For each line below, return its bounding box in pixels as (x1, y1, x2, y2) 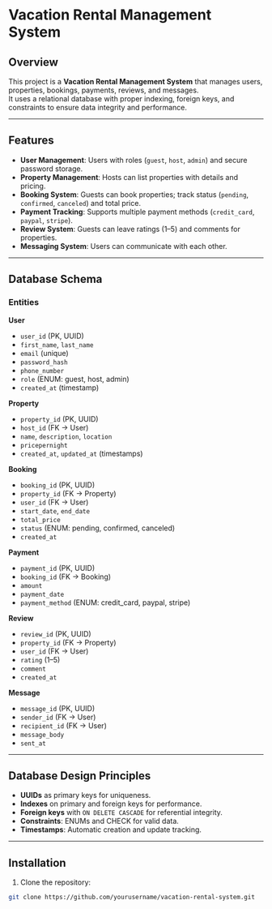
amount (19, 581, 43, 590)
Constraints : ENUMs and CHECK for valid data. (19, 817, 180, 826)
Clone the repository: (19, 877, 91, 887)
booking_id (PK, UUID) (19, 480, 96, 490)
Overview (8, 55, 59, 69)
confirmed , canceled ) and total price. (19, 198, 142, 208)
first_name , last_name (19, 339, 94, 349)
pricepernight (19, 441, 68, 449)
